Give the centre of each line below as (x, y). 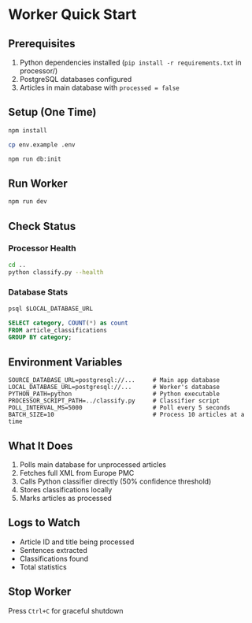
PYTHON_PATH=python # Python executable (114, 394)
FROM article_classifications (58, 330)
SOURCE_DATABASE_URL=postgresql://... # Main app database (114, 380)
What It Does (41, 445)
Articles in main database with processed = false (99, 87)
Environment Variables (65, 362)
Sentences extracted (54, 550)
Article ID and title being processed (77, 542)
